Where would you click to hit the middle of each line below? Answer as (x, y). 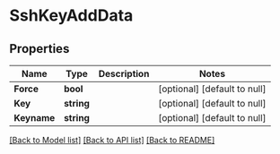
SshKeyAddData (71, 16)
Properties (39, 49)
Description (124, 74)
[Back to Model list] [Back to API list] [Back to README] (112, 140)
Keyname (35, 118)
